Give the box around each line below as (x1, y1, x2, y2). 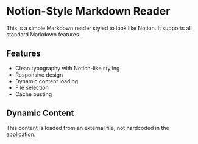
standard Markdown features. (6, 30, 81, 38)
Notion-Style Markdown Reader (6, 4, 171, 18)
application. (6, 131, 36, 138)
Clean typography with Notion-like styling (15, 64, 120, 72)
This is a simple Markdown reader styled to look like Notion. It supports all (6, 24, 192, 32)
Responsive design (15, 71, 63, 78)
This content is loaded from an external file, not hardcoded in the (6, 124, 169, 131)
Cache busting (15, 90, 52, 98)
